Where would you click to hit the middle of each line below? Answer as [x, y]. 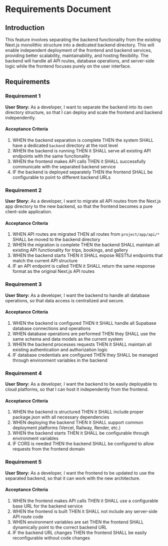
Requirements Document [58, 9]
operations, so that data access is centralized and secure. [65, 300]
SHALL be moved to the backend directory [56, 240]
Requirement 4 [24, 373]
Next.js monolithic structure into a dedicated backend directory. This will [80, 45]
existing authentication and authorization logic [60, 349]
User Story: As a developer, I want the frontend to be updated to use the [80, 473]
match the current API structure [45, 261]
